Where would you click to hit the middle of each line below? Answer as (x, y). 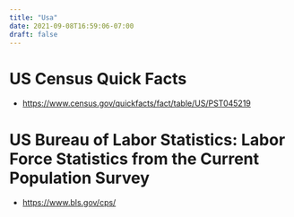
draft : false (34, 34)
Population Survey (80, 178)
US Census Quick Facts (98, 78)
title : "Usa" (34, 17)
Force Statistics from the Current (134, 159)
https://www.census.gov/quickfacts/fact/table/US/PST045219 (136, 103)
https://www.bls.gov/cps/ (69, 203)
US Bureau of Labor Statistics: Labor (147, 139)
